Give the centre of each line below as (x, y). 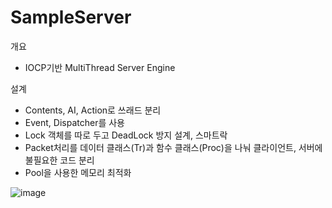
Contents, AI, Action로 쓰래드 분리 (93, 110)
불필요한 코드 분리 (59, 160)
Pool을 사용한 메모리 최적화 (78, 172)
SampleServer (71, 17)
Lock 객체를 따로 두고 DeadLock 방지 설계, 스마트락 (126, 135)
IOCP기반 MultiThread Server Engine (100, 67)
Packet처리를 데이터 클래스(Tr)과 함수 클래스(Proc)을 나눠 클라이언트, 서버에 (173, 147)
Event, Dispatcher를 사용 (74, 122)
